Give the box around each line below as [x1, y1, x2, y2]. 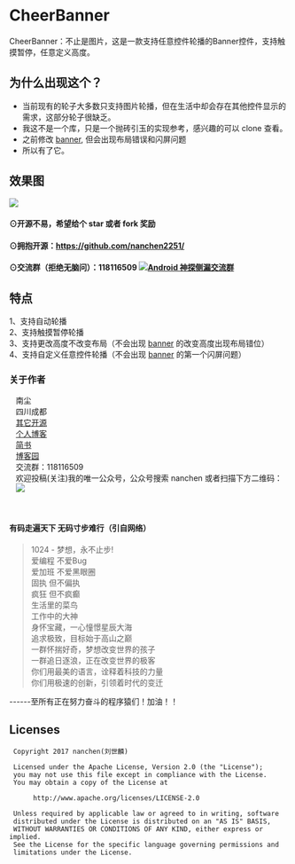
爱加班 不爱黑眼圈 [30, 566, 96, 577]
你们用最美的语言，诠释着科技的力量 [30, 666, 164, 677]
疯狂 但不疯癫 [30, 588, 81, 599]
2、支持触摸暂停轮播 [9, 327, 84, 338]
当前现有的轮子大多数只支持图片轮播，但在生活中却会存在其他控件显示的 [21, 100, 286, 111]
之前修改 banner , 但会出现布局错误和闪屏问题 [21, 134, 187, 145]
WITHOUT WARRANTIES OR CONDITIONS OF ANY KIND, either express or [12, 825, 264, 834]
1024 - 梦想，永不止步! [30, 544, 114, 554]
